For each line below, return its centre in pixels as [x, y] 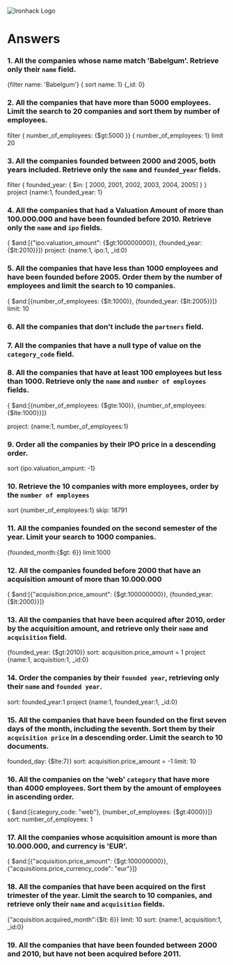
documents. [28, 746]
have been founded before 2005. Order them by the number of [115, 277]
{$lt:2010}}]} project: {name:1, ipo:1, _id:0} [67, 250]
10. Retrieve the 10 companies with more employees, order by [113, 486]
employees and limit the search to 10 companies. [91, 286]
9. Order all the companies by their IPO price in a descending [112, 444]
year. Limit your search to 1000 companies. [82, 537]
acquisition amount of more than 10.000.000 [85, 579]
